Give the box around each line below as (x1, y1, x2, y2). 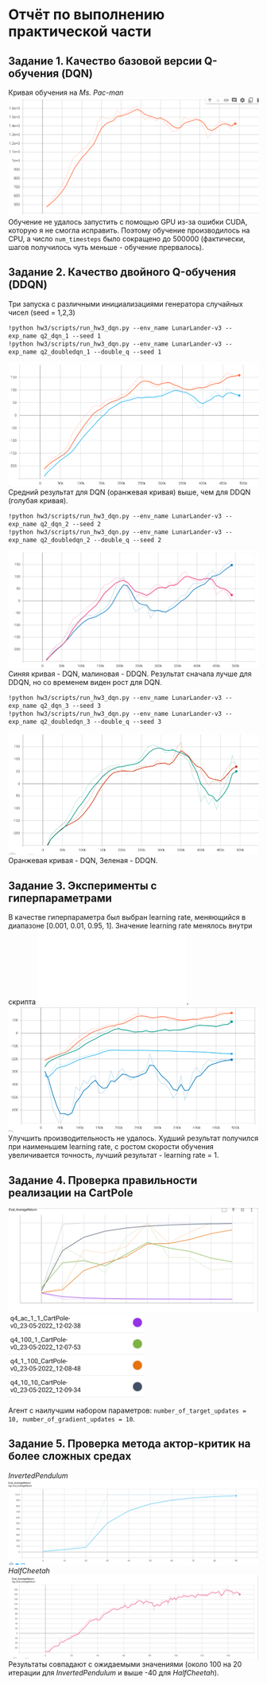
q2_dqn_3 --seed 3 (40, 702, 102, 710)
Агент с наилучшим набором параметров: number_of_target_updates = (8, 1405, 246, 1415)
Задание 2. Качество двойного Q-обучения (8, 265, 237, 280)
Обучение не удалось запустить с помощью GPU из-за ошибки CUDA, (8, 217, 248, 226)
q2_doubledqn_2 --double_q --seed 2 (40, 536, 161, 545)
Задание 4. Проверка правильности (8, 1173, 198, 1187)
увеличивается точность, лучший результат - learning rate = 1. (8, 1151, 219, 1160)
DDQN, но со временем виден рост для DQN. (8, 677, 163, 686)
